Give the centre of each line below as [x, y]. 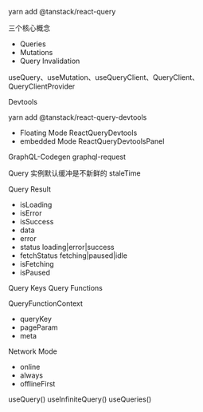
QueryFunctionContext [46, 303]
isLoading [36, 204]
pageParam [39, 327]
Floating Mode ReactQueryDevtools [78, 133]
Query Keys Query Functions [56, 288]
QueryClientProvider [42, 86]
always [31, 375]
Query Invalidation [50, 61]
